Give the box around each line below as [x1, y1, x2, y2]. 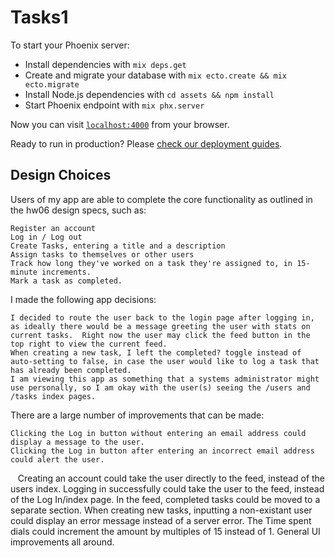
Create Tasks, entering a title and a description [10, 241, 226, 251]
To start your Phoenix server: [10, 39, 130, 51]
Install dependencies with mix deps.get [24, 58, 187, 70]
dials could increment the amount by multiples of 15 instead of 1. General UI [10, 525, 321, 537]
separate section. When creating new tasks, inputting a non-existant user [10, 504, 313, 516]
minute [10, 267, 38, 277]
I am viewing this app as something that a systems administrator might [10, 374, 320, 384]
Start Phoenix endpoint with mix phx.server [24, 99, 205, 111]
